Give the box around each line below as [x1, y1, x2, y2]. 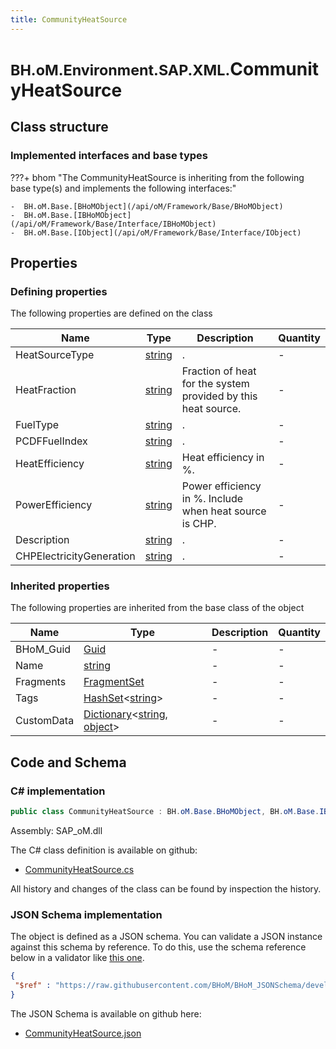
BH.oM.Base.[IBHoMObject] [23, 210, 132, 220]
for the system [181, 377, 250, 391]
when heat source [181, 504, 267, 518]
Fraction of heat [181, 364, 257, 378]
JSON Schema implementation [10, 907, 163, 921]
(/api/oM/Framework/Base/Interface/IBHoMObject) [10, 219, 217, 229]
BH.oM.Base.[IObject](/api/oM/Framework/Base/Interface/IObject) [23, 227, 302, 238]
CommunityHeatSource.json [24, 1027, 142, 1039]
